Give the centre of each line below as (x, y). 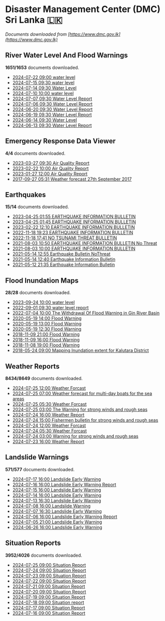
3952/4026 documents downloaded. (44, 555)
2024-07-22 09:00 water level (44, 77)
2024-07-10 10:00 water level (43, 93)
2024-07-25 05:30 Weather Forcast (49, 404)
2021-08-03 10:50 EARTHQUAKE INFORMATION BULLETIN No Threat (85, 243)
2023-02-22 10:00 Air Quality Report (50, 168)
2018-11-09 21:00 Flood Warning (46, 334)
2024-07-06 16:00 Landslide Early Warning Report (65, 516)
